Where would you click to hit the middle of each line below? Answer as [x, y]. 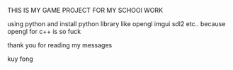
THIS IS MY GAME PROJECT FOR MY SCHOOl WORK [85, 10]
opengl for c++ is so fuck [44, 31]
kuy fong [20, 59]
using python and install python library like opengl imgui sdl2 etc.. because [116, 24]
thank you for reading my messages [60, 45]
